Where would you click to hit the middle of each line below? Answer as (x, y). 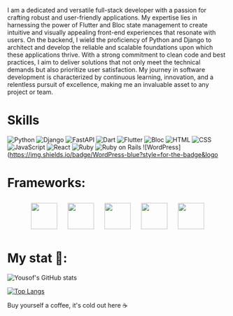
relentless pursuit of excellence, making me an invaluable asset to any (108, 84)
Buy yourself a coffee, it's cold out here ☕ (68, 305)
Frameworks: (47, 183)
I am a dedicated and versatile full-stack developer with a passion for (107, 10)
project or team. (30, 92)
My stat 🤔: (37, 258)
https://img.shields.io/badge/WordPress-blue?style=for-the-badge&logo (114, 154)
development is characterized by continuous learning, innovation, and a (111, 77)
